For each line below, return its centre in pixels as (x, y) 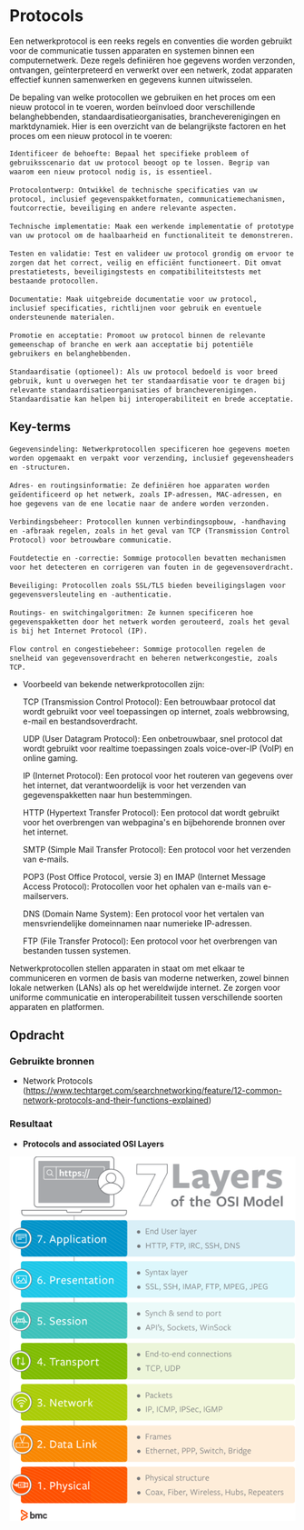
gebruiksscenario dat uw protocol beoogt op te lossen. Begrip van (140, 163)
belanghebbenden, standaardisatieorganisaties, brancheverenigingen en (145, 116)
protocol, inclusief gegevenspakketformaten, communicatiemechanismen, (147, 199)
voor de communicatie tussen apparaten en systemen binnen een (132, 50)
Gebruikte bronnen (52, 1062)
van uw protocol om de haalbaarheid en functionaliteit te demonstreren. (152, 235)
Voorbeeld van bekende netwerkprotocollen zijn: (113, 684)
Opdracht (37, 1036)
